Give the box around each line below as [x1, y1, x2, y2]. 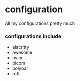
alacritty [12, 44, 30, 50]
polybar [12, 65, 28, 71]
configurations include [5, 33, 61, 40]
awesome [12, 49, 33, 56]
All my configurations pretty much [5, 20, 75, 26]
